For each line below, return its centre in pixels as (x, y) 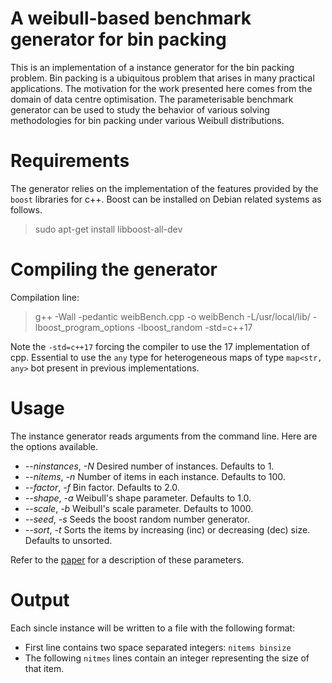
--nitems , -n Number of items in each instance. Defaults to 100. (155, 476)
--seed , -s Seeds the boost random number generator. (137, 519)
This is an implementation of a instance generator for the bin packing (152, 67)
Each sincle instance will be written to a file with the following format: (153, 628)
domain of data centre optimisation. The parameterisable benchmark (152, 99)
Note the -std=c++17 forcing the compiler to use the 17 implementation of (160, 346)
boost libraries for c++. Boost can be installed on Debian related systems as (166, 199)
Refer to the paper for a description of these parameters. (127, 559)
